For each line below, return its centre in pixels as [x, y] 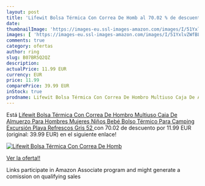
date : [13, 23]
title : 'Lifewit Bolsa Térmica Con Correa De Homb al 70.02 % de [91, 18]
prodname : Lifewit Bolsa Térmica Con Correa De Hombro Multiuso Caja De [101, 97]
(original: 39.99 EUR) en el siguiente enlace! [62, 134]
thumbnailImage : [27, 29]
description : [23, 63]
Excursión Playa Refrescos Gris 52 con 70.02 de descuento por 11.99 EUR [99, 128]
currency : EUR [24, 75]
